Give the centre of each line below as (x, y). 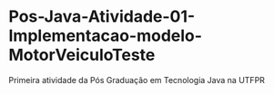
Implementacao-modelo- (105, 36)
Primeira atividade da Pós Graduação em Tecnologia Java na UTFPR (137, 80)
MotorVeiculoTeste (82, 55)
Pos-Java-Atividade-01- (102, 17)
